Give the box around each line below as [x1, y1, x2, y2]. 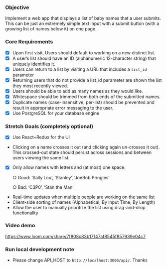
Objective [5, 4, 29, 11]
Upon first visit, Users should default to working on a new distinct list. [12, 49, 156, 56]
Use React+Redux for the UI [12, 134, 70, 140]
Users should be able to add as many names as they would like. [12, 88, 143, 94]
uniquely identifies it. [12, 61, 56, 67]
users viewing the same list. [12, 155, 70, 161]
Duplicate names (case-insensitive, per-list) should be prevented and [12, 99, 155, 105]
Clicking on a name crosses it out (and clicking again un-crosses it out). [12, 144, 160, 150]
